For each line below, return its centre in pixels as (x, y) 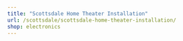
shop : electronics (34, 26)
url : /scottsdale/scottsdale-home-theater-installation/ (92, 20)
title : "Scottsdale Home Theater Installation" (78, 14)
